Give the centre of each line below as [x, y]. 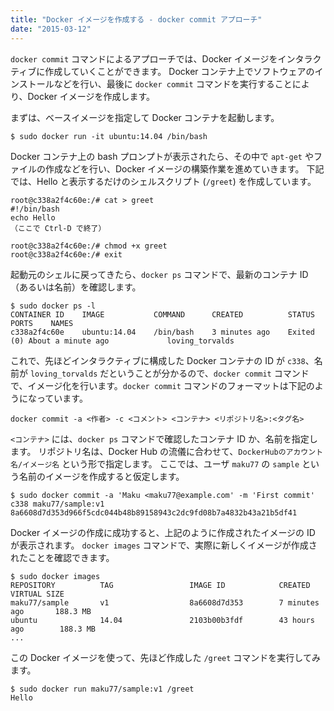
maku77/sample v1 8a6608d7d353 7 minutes [165, 602]
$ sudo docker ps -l [53, 306]
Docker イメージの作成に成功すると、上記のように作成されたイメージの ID [163, 532]
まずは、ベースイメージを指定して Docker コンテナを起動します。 [145, 117]
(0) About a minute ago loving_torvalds [122, 341]
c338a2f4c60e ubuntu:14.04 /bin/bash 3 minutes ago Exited [162, 332]
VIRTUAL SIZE [37, 594]
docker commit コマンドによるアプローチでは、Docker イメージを [144, 58]
